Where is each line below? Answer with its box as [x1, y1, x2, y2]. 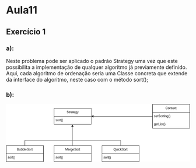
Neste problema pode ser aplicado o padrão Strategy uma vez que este [6, 57, 178, 64]
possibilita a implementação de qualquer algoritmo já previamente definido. [6, 64, 187, 71]
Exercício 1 [6, 27, 46, 37]
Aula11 [6, 3, 38, 17]
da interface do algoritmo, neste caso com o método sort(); [6, 76, 149, 83]
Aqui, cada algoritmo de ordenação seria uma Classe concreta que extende [6, 69, 188, 76]
